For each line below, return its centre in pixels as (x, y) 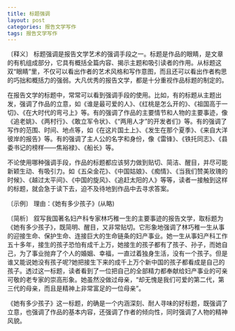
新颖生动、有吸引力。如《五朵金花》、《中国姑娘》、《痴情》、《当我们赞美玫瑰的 (117, 171)
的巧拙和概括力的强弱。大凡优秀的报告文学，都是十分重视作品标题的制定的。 (117, 80)
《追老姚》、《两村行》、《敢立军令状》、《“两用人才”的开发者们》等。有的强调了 (117, 121)
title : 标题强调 (29, 14)
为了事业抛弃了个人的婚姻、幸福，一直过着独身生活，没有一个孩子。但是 (123, 253)
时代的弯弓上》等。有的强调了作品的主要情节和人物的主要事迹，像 (133, 113)
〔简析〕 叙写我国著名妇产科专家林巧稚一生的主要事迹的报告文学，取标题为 (115, 218)
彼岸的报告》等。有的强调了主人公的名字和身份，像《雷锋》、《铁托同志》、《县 (117, 139)
